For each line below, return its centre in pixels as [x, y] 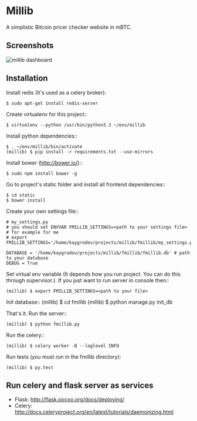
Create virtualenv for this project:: [47, 114]
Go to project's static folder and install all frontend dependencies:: [86, 184]
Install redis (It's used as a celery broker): [56, 92]
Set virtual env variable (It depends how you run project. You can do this [93, 274]
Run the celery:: [25, 335]
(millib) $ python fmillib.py [43, 324]
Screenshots [30, 46]
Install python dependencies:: [42, 136]
